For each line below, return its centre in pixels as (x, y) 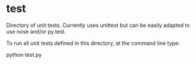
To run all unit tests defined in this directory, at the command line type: (93, 43)
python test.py (24, 54)
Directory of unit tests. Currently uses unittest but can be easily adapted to (98, 25)
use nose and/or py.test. (36, 31)
